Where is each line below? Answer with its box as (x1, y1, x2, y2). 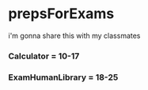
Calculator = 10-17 (8, 51, 80, 62)
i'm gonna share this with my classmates (8, 31, 141, 40)
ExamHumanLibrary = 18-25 (8, 72, 119, 83)
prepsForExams (8, 5, 115, 23)
